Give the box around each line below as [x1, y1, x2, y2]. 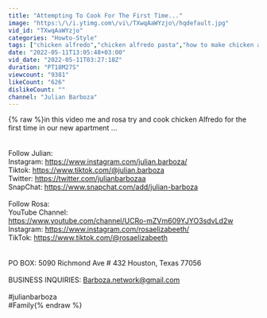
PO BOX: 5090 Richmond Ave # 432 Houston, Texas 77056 [8, 258, 202, 268]
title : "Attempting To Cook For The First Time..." [8, 11, 183, 20]
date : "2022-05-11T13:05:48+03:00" [8, 48, 126, 56]
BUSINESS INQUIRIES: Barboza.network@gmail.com [8, 275, 180, 285]
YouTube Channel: [8, 207, 68, 217]
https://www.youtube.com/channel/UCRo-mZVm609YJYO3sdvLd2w [8, 216, 234, 226]
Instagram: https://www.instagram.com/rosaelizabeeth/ [8, 224, 190, 235]
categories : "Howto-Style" [8, 33, 98, 42]
